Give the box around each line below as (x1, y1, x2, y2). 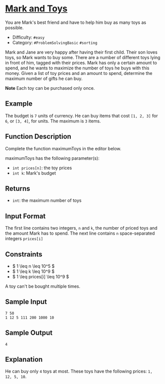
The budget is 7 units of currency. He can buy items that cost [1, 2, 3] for (5, 113, 158, 119)
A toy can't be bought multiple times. (5, 283, 81, 289)
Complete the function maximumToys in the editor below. (5, 145, 121, 151)
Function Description (5, 132, 72, 141)
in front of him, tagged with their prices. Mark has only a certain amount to (5, 60, 157, 65)
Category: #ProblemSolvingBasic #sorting (12, 39, 98, 45)
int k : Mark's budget (12, 170, 56, 176)
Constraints (5, 250, 43, 258)
